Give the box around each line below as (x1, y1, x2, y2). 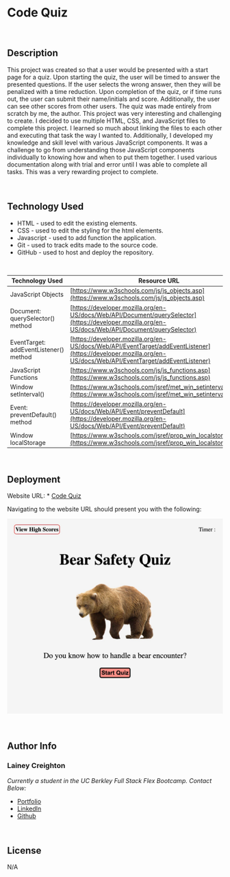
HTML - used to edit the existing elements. (16, 219, 138, 227)
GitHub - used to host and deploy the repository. (16, 248, 154, 256)
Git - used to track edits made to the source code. (16, 241, 158, 249)
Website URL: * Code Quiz (7, 492, 81, 500)
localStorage (10, 438, 46, 446)
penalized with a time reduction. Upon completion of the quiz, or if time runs (7, 87, 222, 95)
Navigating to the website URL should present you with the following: (7, 505, 202, 514)
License (7, 845, 42, 856)
